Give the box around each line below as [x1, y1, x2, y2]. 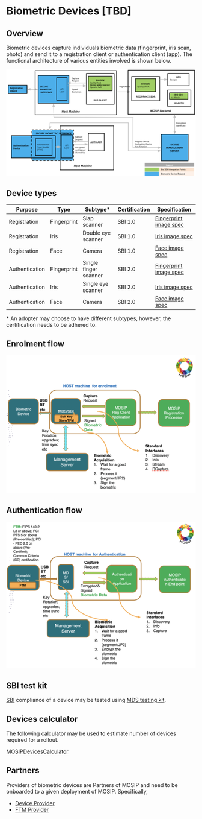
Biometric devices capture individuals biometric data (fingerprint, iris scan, [6, 44, 191, 51]
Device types [6, 188, 57, 198]
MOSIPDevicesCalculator [6, 748, 69, 755]
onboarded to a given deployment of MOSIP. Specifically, [6, 788, 148, 795]
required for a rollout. [6, 736, 59, 744]
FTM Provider [14, 806, 49, 813]
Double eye [82, 229, 111, 236]
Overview [6, 28, 44, 39]
